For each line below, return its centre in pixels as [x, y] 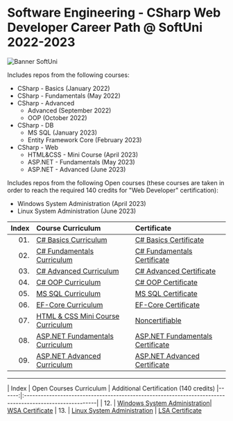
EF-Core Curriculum [70, 304]
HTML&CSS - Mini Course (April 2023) [83, 155]
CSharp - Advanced [46, 103]
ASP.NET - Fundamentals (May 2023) [81, 162]
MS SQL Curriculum [69, 293]
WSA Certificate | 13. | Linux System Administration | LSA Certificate [105, 410]
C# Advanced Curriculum [78, 270]
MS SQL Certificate [166, 293]
